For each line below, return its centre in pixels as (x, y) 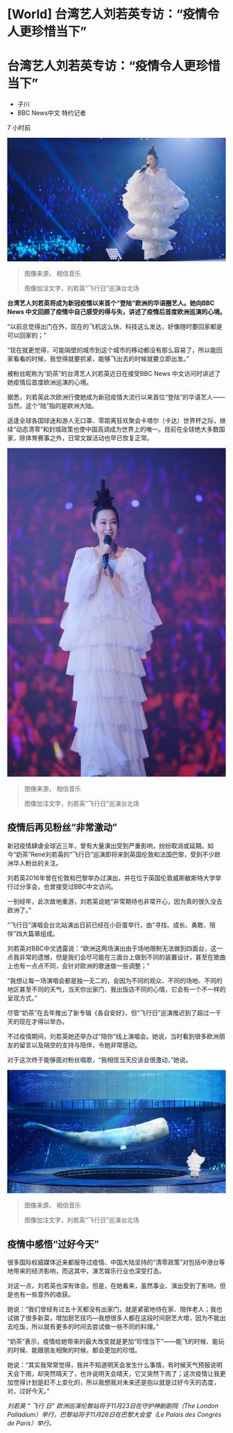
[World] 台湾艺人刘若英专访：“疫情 (107, 14)
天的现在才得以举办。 (37, 1021)
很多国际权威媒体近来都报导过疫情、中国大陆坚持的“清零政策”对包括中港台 (113, 1262)
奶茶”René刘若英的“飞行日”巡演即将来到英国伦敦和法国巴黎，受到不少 (115, 854)
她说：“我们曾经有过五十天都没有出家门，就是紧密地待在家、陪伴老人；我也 (115, 1309)
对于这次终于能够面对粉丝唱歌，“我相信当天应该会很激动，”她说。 (100, 1060)
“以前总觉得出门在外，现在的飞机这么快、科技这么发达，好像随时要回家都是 (115, 326)
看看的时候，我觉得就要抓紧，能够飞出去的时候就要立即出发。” (101, 359)
